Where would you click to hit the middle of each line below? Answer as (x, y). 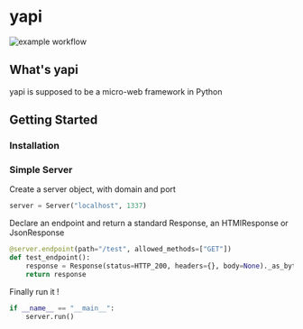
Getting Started (54, 120)
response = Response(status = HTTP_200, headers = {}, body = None (142, 266)
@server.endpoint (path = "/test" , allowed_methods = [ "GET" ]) (120, 250)
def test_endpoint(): (50, 258)
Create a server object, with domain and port (92, 189)
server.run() (50, 316)
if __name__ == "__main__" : (62, 308)
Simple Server (41, 169)
